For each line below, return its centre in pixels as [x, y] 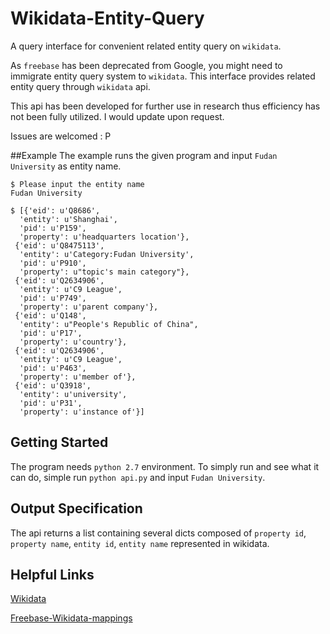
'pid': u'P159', [53, 228]
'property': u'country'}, [73, 342]
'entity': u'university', [73, 394]
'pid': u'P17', [51, 333]
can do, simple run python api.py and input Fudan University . [138, 477]
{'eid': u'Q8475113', [59, 245]
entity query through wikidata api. [80, 86]
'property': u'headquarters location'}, [104, 237]
